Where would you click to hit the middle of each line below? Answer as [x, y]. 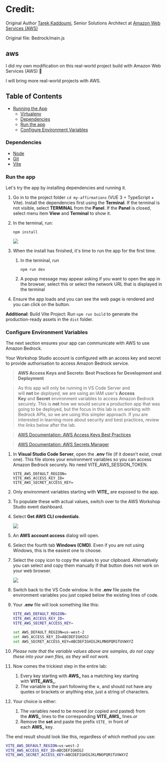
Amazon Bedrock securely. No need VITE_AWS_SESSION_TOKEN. [80, 465]
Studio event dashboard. [38, 507]
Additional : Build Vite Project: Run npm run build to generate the [72, 314]
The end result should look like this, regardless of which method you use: [81, 737]
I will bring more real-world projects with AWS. [53, 80]
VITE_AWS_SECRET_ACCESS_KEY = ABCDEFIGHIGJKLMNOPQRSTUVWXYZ [67, 755]
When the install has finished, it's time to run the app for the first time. [84, 251]
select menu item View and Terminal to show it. [62, 214]
